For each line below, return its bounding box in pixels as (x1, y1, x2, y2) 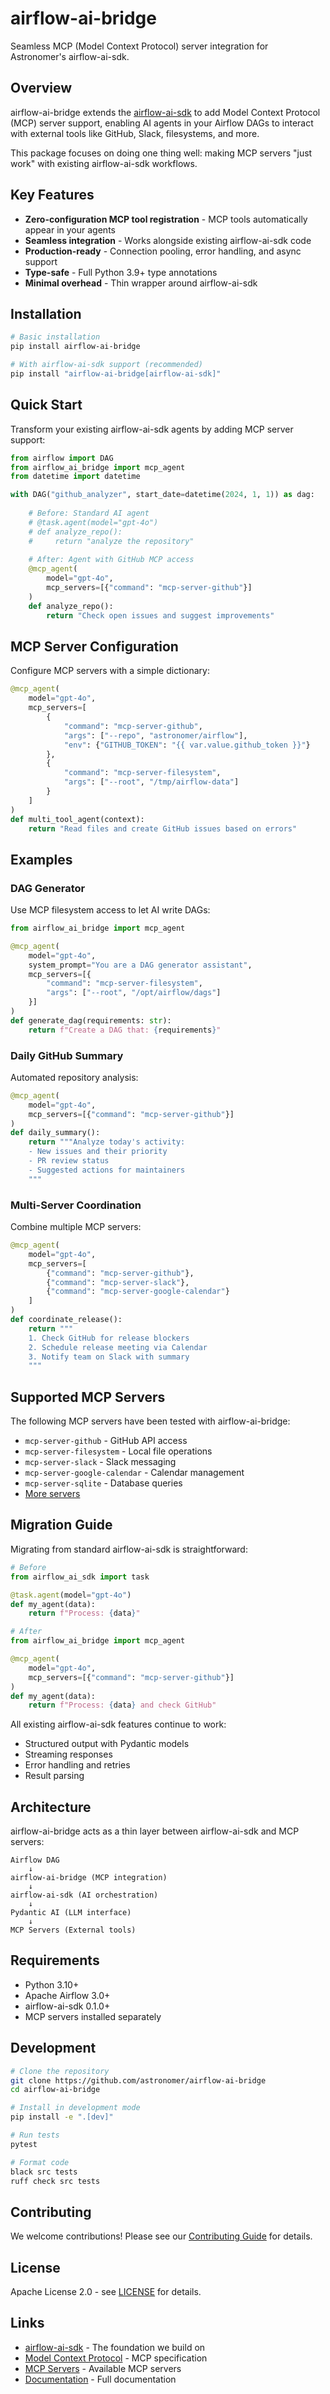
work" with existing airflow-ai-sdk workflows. (10, 157, 198, 169)
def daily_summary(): (10, 1128, 101, 1138)
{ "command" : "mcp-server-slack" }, (46, 1277, 190, 1287)
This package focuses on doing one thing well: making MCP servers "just (10, 147, 313, 159)
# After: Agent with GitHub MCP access (28, 555, 195, 565)
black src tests (10, 2167, 78, 2177)
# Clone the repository (10, 2066, 110, 2076)
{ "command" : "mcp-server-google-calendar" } (46, 1287, 230, 1297)
